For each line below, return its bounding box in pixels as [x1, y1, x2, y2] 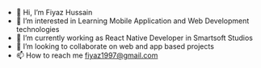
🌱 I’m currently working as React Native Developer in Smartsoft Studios [15, 33, 253, 42]
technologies [15, 25, 60, 34]
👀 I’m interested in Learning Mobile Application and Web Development [15, 16, 250, 26]
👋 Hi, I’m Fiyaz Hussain [15, 8, 93, 17]
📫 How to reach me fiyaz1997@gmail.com [15, 50, 158, 60]
